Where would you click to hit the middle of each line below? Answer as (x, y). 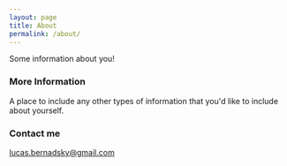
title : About (33, 26)
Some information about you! (62, 59)
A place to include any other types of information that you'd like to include (144, 101)
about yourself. (37, 110)
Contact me (35, 133)
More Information (47, 82)
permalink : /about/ (45, 34)
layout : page (33, 17)
